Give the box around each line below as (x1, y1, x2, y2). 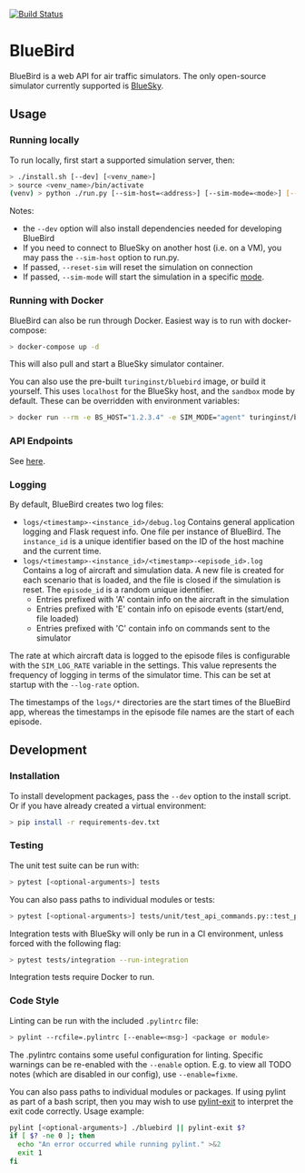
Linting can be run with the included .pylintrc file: (9, 1015, 199, 1026)
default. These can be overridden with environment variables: (9, 396, 241, 407)
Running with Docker (9, 294, 104, 307)
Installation (9, 770, 61, 783)
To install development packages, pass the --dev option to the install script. (9, 790, 291, 801)
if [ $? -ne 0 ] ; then (9, 1131, 95, 1141)
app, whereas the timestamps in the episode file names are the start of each (9, 706, 295, 717)
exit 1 (17, 1148, 43, 1158)
